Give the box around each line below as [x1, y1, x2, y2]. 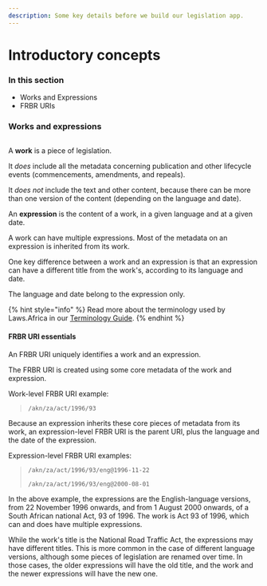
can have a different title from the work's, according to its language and [8, 265, 243, 275]
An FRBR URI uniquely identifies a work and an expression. [8, 349, 202, 359]
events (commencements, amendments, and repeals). [8, 170, 186, 179]
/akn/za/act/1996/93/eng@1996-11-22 [27, 466, 150, 474]
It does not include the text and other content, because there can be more [8, 185, 251, 195]
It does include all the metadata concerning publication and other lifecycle [8, 161, 252, 171]
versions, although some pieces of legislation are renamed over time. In [8, 552, 243, 561]
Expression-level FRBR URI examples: [8, 450, 132, 460]
